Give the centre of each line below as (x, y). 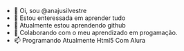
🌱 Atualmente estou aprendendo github (70, 25)
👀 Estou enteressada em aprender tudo (70, 18)
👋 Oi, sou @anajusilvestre (50, 11)
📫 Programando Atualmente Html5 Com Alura (80, 40)
